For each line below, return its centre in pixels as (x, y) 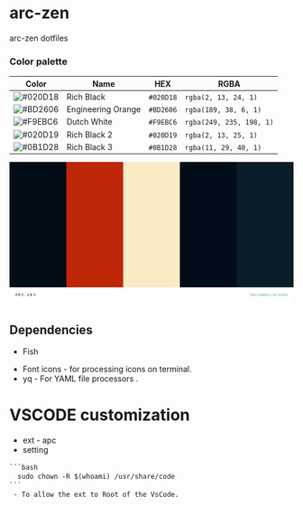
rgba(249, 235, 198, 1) (229, 123)
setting (35, 450)
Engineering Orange (104, 109)
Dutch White (89, 122)
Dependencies (51, 329)
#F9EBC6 (163, 123)
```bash (24, 468)
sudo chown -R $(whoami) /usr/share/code (96, 477)
